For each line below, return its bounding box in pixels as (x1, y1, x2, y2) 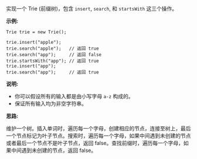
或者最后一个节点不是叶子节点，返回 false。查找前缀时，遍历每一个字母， (6, 140, 184, 146)
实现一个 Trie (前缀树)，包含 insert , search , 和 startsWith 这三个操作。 (6, 5, 178, 12)
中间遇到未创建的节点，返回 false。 (11, 147, 97, 154)
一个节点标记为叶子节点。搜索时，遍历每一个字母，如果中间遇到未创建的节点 (6, 132, 191, 139)
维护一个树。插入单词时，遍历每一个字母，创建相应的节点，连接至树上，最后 (6, 125, 191, 132)
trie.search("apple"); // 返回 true (6, 46, 99, 51)
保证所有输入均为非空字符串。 (14, 100, 87, 107)
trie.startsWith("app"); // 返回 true (6, 58, 99, 64)
